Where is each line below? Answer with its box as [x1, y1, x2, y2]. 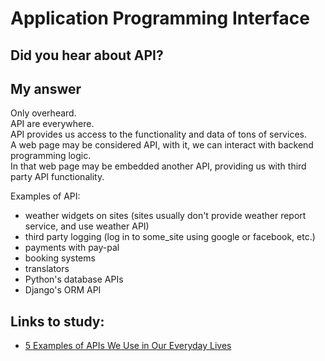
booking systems [24, 252, 96, 264]
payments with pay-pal [24, 242, 120, 254]
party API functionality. [10, 171, 105, 183]
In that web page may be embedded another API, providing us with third [10, 160, 307, 172]
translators [24, 263, 70, 275]
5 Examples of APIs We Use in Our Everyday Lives [24, 340, 232, 352]
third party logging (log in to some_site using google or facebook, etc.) [24, 231, 316, 243]
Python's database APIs [24, 273, 124, 286]
